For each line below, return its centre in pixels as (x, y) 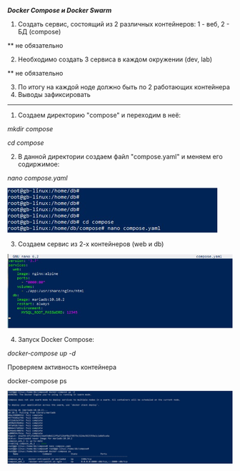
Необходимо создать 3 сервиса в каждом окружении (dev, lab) (115, 59)
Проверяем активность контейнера (62, 368)
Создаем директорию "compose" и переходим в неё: (99, 115)
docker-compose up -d (42, 353)
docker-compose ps (37, 381)
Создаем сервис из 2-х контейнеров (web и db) (91, 244)
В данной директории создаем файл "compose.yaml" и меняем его (120, 157)
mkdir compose (30, 129)
